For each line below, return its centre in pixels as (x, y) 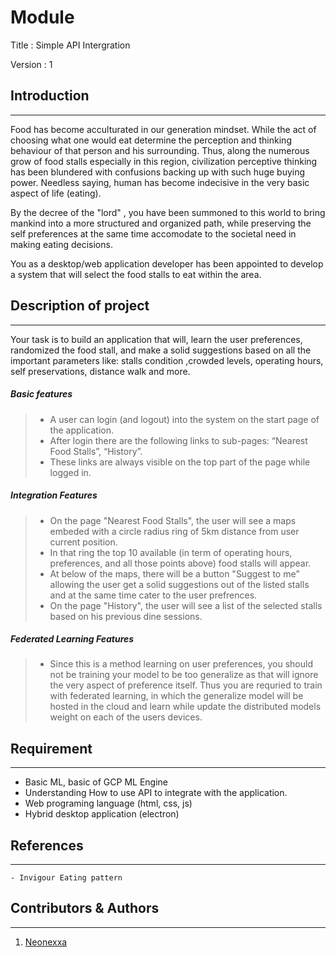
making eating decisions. (61, 244)
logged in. (70, 472)
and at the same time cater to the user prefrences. (153, 595)
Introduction (50, 96)
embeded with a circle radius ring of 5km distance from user (174, 531)
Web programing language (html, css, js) (108, 803)
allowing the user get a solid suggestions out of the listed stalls (179, 584)
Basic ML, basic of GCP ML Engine (96, 782)
